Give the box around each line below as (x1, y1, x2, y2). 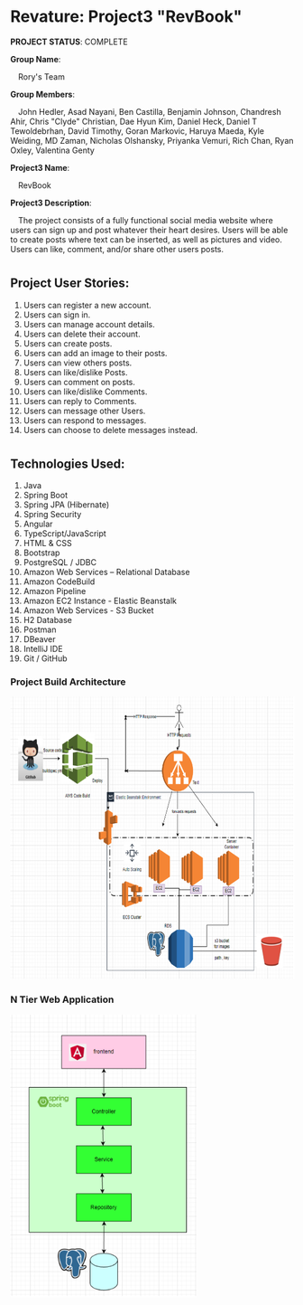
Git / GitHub (23, 653, 68, 664)
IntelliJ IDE (23, 644, 63, 655)
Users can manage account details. (23, 318, 156, 329)
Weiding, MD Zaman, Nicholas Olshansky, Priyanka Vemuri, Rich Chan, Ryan (10, 135, 294, 146)
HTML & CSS (23, 538, 72, 549)
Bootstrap (23, 547, 60, 558)
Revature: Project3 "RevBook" (10, 6, 243, 27)
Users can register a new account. (23, 299, 151, 310)
